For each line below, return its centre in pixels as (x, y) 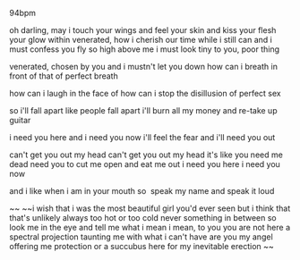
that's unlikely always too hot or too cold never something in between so (143, 218)
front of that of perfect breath (64, 76)
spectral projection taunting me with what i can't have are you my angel (141, 237)
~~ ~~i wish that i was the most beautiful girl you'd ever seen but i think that (150, 208)
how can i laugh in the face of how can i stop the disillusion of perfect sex (145, 93)
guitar (20, 120)
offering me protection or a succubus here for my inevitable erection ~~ (142, 246)
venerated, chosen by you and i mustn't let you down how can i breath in (143, 67)
